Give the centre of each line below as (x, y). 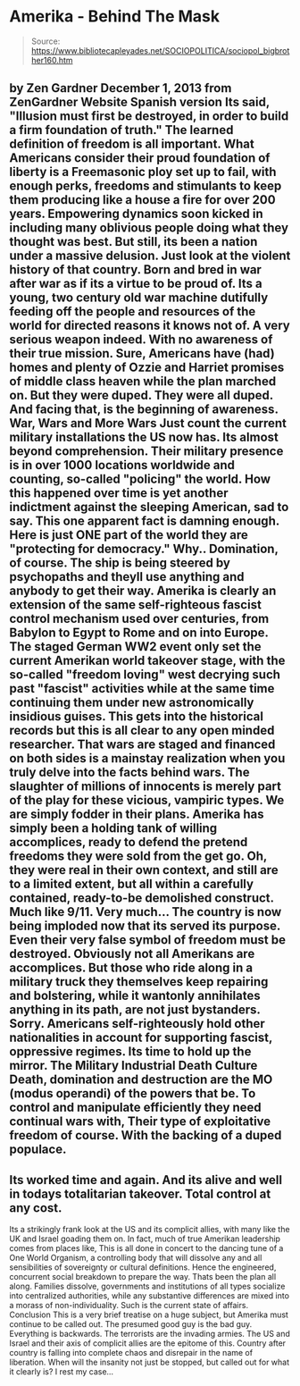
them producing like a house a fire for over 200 (142, 200)
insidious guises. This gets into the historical (136, 717)
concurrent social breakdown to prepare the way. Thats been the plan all (143, 1277)
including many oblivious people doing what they (149, 228)
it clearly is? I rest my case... (62, 1372)
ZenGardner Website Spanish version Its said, (140, 102)
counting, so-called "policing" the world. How (140, 479)
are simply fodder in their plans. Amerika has (137, 815)
